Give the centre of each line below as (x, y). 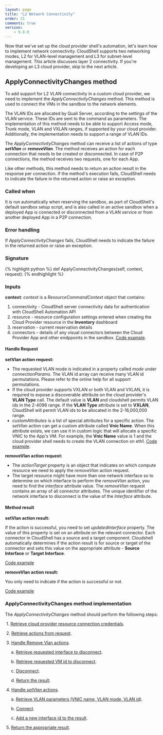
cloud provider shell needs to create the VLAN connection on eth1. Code (84, 441)
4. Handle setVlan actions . (33, 690)
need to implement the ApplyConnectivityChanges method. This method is (80, 99)
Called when (20, 191)
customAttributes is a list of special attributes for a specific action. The (83, 420)
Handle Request (21, 349)
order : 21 (15, 18)
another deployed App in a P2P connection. (49, 217)
